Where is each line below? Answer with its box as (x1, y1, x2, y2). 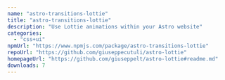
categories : (7, 29, 42, 37)
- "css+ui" (13, 36, 46, 43)
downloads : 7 (7, 62, 46, 69)
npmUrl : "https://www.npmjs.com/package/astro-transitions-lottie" (7, 42, 210, 49)
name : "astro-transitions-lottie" (7, 10, 109, 17)
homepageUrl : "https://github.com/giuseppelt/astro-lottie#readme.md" (7, 56, 219, 63)
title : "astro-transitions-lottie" (7, 17, 112, 24)
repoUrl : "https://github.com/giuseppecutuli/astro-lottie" (7, 49, 188, 56)
